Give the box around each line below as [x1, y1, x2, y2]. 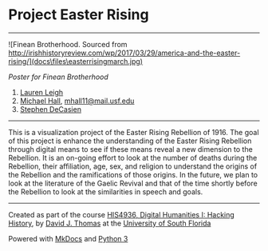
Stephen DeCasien [19, 104, 82, 114]
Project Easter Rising [8, 6, 149, 24]
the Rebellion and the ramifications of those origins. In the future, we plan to [8, 169, 258, 179]
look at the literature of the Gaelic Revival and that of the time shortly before [8, 178, 258, 188]
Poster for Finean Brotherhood [8, 72, 109, 82]
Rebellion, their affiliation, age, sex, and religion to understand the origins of [8, 161, 258, 171]
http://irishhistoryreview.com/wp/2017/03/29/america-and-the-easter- [8, 48, 241, 58]
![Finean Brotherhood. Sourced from [8, 39, 128, 49]
